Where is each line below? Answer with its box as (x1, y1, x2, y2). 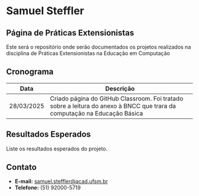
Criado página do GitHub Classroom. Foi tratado (50, 94, 184, 102)
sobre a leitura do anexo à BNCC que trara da (50, 102, 176, 110)
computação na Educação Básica (50, 109, 143, 117)
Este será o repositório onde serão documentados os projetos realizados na (6, 43, 191, 50)
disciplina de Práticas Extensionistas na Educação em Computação (6, 50, 171, 57)
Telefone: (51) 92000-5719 (14, 184, 81, 191)
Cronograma (6, 67, 54, 77)
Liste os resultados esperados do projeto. (6, 145, 108, 152)
